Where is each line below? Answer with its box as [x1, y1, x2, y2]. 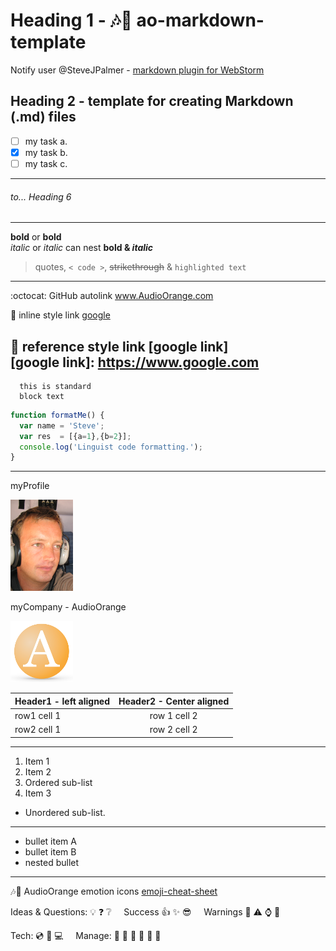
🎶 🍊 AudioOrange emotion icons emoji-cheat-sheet [10, 885, 218, 897]
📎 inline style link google [10, 309, 111, 321]
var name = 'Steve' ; [19, 420, 105, 431]
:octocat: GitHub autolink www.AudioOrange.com [10, 290, 214, 302]
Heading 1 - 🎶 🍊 [10, 9, 133, 32]
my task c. [24, 157, 68, 169]
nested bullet [24, 856, 80, 868]
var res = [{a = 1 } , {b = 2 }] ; [19, 431, 132, 441]
